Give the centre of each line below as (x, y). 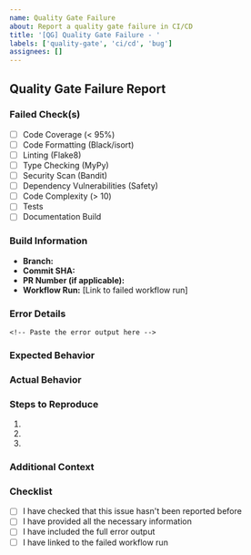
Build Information (49, 241)
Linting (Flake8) (52, 155)
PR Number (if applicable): (74, 280)
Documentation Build (62, 217)
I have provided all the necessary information (107, 521)
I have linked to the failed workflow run (95, 542)
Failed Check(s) (45, 115)
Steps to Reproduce (54, 404)
